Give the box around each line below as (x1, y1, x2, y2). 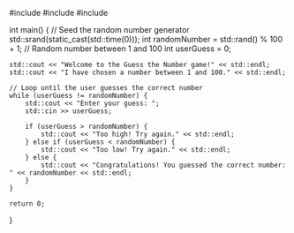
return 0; (9, 199, 46, 208)
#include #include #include (9, 8, 109, 18)
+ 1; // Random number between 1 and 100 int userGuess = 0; (9, 43, 232, 54)
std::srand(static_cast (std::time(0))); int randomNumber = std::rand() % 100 (9, 34, 283, 44)
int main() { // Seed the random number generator (9, 25, 190, 34)
